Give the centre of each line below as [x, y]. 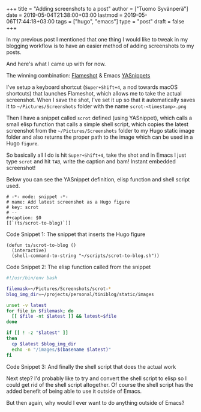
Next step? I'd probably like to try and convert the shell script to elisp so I [97, 378]
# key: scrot [22, 207]
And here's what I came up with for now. [56, 64]
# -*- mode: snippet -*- [37, 197]
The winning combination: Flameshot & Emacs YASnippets [78, 75]
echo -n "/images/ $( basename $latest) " [61, 350]
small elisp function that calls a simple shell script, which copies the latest [97, 124]
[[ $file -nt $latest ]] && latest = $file [64, 317]
